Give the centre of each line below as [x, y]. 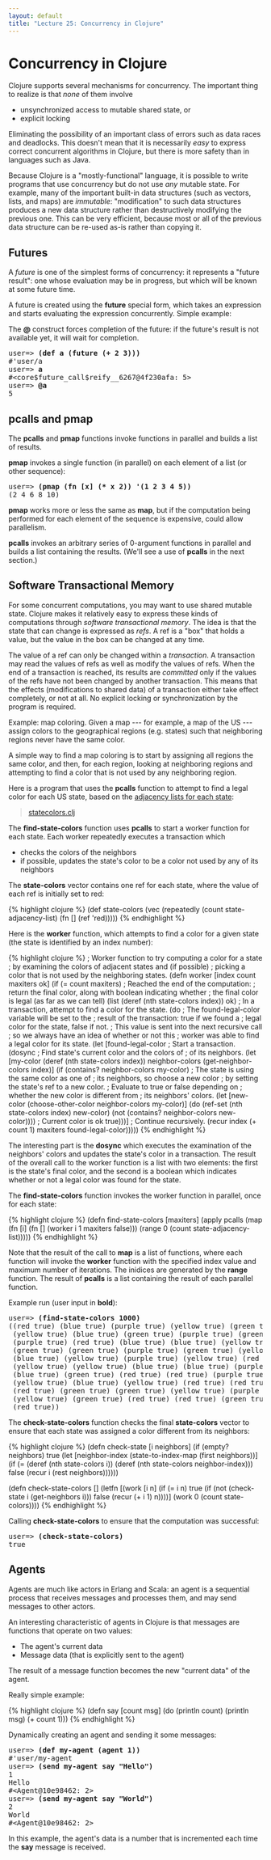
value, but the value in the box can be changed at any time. [107, 639]
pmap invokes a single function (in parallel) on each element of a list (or [128, 463]
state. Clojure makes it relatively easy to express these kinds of [113, 613]
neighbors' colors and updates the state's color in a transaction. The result [132, 1154]
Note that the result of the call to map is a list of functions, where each [126, 1252]
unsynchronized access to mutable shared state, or [105, 110]
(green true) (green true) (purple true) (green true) [123, 1350]
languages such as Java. [50, 160]
